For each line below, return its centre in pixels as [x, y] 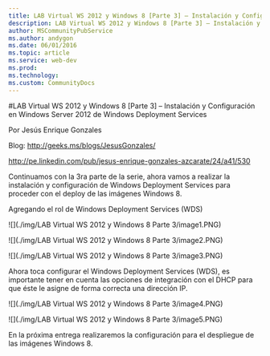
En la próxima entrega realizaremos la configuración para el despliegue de [131, 334]
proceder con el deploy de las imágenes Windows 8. [95, 193]
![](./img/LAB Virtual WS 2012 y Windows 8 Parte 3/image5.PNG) [116, 319]
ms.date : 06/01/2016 [43, 46]
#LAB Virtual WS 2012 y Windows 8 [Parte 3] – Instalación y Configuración [132, 106]
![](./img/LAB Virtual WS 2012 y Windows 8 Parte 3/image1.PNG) [115, 225]
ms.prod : [23, 68]
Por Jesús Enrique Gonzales [55, 130]
